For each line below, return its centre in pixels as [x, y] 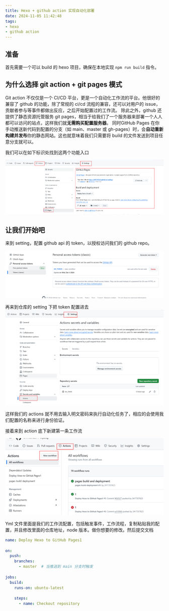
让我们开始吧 [25, 230]
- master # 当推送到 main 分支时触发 [56, 567]
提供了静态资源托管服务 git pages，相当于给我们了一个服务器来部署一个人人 [84, 116]
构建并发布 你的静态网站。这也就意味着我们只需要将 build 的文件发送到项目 [82, 135]
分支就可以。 [23, 141]
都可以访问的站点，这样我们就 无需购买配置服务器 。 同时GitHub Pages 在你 [82, 123]
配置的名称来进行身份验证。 [38, 420]
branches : [25, 561]
